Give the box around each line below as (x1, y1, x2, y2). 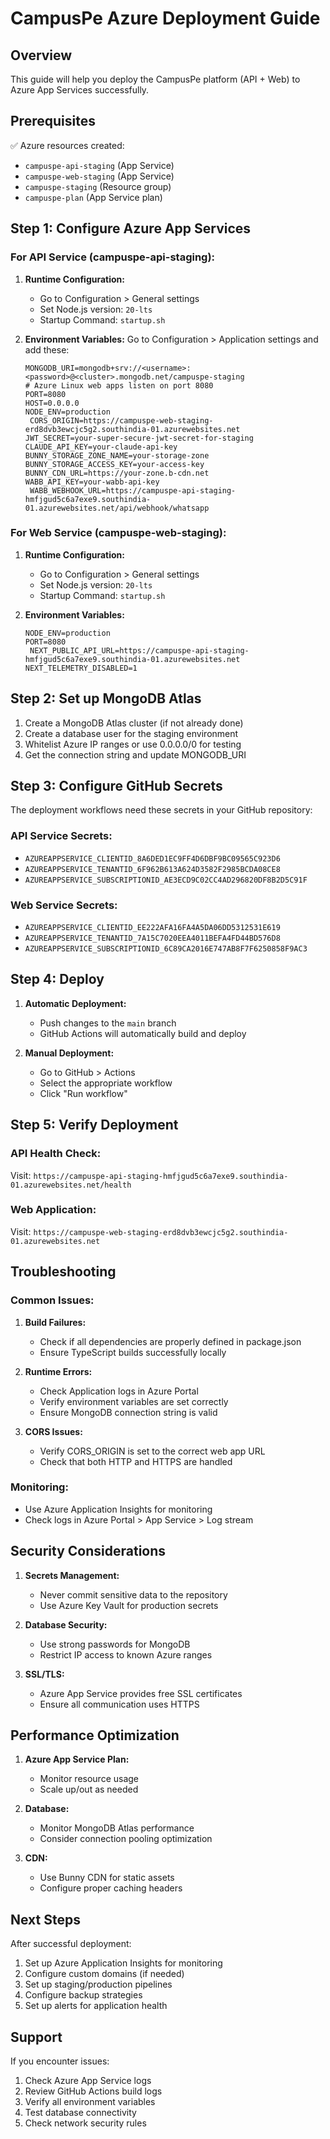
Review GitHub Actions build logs (24, 2085, 163, 2097)
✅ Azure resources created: (10, 139, 125, 151)
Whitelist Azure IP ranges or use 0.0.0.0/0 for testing (24, 738, 242, 750)
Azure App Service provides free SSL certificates (39, 1687, 243, 1699)
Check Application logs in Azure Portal (39, 1385, 199, 1397)
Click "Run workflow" (39, 1087, 128, 1099)
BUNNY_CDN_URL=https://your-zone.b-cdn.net (24, 468, 210, 478)
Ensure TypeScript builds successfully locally (39, 1346, 227, 1358)
